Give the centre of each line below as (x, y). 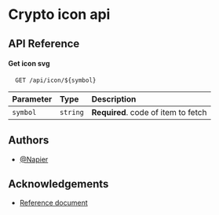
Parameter (32, 98)
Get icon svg (29, 64)
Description (114, 98)
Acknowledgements (58, 184)
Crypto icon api (59, 15)
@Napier (34, 159)
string (72, 112)
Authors (29, 141)
